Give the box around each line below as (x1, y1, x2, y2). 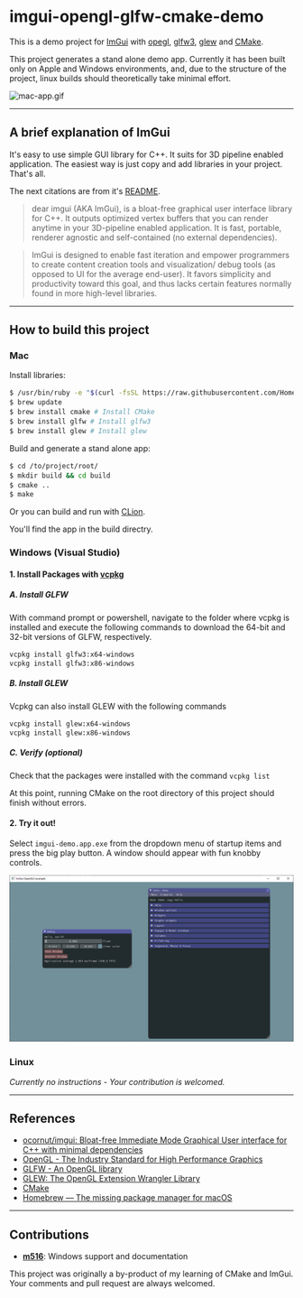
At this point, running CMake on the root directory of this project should (9, 787, 275, 798)
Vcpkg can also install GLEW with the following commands (9, 700, 227, 711)
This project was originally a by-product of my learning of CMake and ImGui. (9, 1268, 294, 1279)
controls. (9, 857, 42, 867)
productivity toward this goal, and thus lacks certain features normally (31, 278, 292, 289)
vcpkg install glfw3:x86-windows (9, 659, 135, 668)
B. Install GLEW (9, 678, 69, 689)
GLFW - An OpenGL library (22, 1164, 124, 1174)
